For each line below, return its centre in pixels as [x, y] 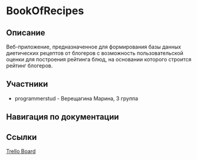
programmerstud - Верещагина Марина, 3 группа [76, 98]
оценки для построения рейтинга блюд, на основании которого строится [99, 59]
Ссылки [22, 137]
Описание [26, 33]
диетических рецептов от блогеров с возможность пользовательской [95, 53]
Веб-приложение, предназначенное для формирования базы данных [94, 47]
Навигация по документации [63, 117]
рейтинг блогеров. [29, 66]
